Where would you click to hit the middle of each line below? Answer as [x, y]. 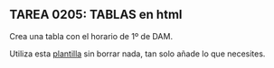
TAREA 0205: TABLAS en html [96, 15]
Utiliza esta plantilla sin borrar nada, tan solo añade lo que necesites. [137, 54]
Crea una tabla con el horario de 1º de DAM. [91, 36]
